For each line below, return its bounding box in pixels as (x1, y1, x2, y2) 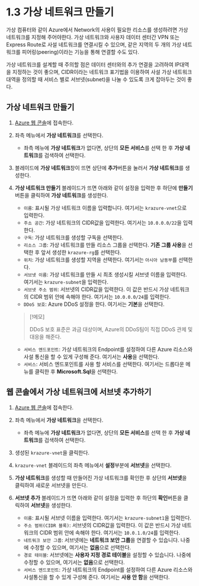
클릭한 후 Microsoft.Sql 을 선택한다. (34, 368, 118, 375)
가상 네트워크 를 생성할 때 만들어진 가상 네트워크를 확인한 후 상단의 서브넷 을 (14, 474, 187, 481)
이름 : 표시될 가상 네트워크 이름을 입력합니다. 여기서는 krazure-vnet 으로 (23, 204, 187, 211)
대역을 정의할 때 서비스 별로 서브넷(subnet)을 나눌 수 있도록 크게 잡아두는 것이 (6, 75, 187, 83)
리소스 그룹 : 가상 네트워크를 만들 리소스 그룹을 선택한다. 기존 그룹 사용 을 (23, 241, 187, 248)
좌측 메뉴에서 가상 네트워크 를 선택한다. (14, 132, 104, 139)
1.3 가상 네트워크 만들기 (6, 5, 114, 19)
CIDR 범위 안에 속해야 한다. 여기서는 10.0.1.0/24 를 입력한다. (39, 529, 181, 536)
